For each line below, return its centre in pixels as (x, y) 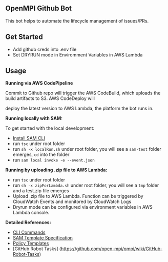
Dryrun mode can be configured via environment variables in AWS (82, 207)
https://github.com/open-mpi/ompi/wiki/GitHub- (112, 249)
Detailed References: (28, 223)
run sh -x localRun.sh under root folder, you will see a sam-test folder (87, 149)
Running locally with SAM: (34, 118)
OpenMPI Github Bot (39, 8)
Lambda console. (31, 213)
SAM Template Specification (43, 238)
